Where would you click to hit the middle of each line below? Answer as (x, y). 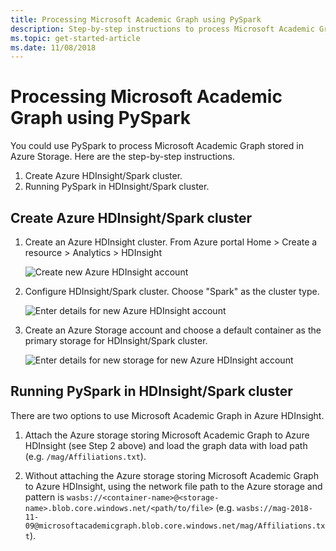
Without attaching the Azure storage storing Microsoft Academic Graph (171, 475)
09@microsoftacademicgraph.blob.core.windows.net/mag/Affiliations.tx (175, 526)
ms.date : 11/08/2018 (53, 47)
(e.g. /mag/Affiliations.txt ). (85, 456)
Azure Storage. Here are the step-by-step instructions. (122, 157)
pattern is (44, 497)
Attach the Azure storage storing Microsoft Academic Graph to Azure (167, 435)
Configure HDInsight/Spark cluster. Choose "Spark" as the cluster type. (172, 291)
